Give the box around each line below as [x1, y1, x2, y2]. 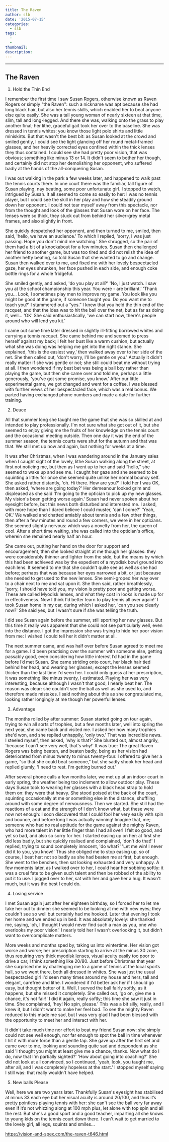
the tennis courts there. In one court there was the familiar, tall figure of [5, 181, 153, 187]
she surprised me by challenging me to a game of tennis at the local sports [5, 964, 160, 970]
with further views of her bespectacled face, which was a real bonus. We [5, 386, 157, 393]
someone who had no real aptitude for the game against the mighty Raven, [5, 822, 160, 828]
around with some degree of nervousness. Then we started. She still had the [5, 801, 164, 807]
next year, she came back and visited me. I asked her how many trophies [5, 727, 156, 733]
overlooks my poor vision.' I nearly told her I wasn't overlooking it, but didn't [5, 927, 162, 933]
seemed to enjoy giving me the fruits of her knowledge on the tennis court [5, 427, 159, 434]
